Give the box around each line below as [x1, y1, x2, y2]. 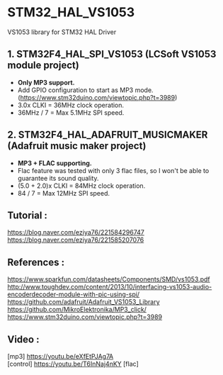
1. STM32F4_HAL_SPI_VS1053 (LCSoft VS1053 [7, 48, 217, 60]
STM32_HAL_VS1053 [7, 4, 135, 21]
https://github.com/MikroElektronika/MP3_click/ [7, 306, 147, 314]
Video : [7, 333, 40, 345]
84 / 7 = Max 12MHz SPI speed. [17, 189, 110, 197]
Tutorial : [7, 209, 48, 221]
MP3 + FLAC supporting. [17, 159, 92, 167]
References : [7, 256, 65, 268]
